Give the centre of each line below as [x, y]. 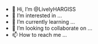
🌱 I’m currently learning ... [43, 22]
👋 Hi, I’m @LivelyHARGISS [44, 9]
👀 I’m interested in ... [37, 15]
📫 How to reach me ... [39, 35]
